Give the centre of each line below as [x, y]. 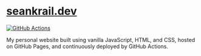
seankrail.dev [42, 11]
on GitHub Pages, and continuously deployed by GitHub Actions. [87, 46]
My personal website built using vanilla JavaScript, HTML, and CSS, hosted [101, 40]
